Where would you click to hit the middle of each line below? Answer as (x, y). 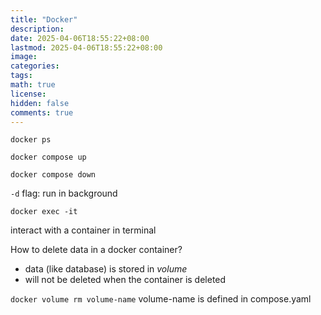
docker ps (31, 140)
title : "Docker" (44, 19)
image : (24, 57)
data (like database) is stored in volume (106, 269)
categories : (35, 66)
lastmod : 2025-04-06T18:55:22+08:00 (86, 47)
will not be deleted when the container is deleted (125, 280)
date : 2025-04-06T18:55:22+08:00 (80, 38)
